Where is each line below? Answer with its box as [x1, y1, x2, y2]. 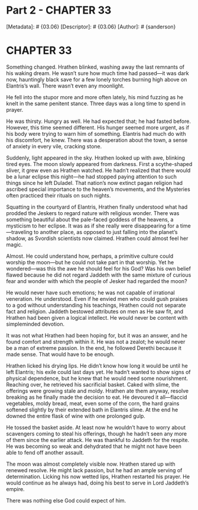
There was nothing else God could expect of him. [6, 497, 126, 504]
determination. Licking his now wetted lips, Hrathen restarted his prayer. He [6, 473, 190, 480]
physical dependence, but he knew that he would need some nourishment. [6, 375, 188, 382]
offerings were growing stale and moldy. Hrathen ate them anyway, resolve [6, 387, 189, 394]
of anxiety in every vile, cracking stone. [6, 142, 102, 150]
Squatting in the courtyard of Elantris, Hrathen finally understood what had [6, 203, 188, 210]
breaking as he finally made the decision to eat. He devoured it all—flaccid [6, 394, 187, 401]
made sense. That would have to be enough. [6, 350, 115, 358]
